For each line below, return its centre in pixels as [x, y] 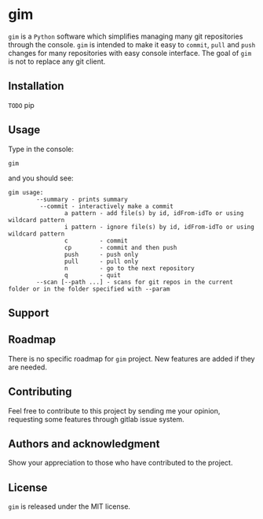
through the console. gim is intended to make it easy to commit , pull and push [132, 44]
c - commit [96, 241]
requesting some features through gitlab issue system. [96, 419]
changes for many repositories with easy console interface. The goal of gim [130, 53]
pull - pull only [101, 261]
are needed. [27, 367]
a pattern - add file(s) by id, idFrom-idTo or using [154, 213]
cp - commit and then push [121, 247]
